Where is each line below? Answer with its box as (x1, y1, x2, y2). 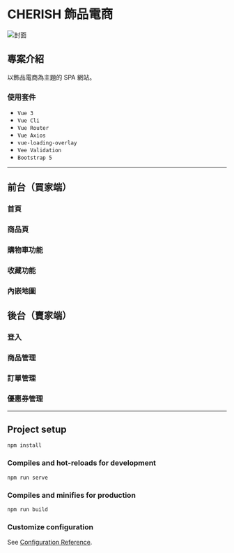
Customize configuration (7, 522, 94, 531)
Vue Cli (17, 117, 40, 124)
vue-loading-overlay (17, 140, 77, 147)
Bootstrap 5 (17, 154, 52, 161)
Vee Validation (17, 147, 62, 154)
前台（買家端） (7, 182, 72, 193)
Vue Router (17, 125, 49, 132)
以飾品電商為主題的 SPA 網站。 (7, 73, 96, 81)
